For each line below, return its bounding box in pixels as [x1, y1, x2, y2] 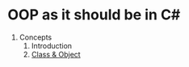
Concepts [19, 32, 52, 42]
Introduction [31, 40, 73, 50]
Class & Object [31, 49, 82, 59]
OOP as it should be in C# [7, 6, 181, 24]
